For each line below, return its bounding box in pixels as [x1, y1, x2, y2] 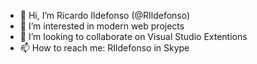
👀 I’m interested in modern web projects [19, 20, 185, 32]
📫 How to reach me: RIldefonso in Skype [19, 42, 190, 54]
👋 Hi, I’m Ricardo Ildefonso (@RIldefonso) [19, 10, 191, 21]
